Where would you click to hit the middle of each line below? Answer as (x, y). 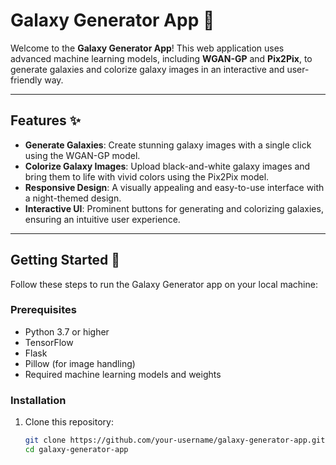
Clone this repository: (69, 422)
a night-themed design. (73, 198)
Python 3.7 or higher (67, 331)
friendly (26, 80)
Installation (38, 400)
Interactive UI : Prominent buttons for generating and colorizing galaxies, (174, 208)
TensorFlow (49, 342)
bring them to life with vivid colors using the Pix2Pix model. (147, 176)
